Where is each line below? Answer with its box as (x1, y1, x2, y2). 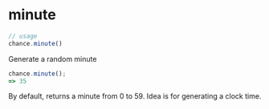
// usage (8, 32, 38, 40)
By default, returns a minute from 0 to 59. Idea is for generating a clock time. (8, 91, 262, 101)
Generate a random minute (8, 54, 97, 63)
